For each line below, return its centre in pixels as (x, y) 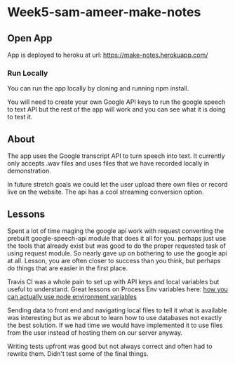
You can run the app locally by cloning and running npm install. (98, 88)
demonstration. (29, 171)
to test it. (20, 117)
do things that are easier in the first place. (68, 268)
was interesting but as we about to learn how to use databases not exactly (115, 317)
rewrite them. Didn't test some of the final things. (78, 353)
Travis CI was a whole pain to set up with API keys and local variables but (113, 281)
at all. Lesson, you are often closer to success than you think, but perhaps (114, 260)
